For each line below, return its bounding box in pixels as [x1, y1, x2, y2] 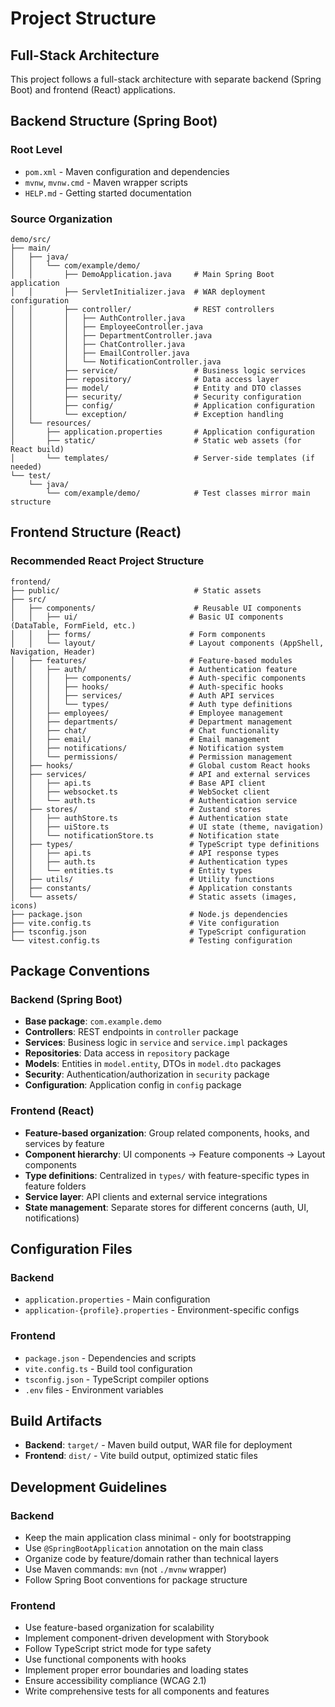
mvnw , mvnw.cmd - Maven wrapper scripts [24, 176, 188, 188]
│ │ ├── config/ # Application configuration [10, 400, 315, 411]
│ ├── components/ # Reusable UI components [10, 603, 302, 613]
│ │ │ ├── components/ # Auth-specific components [10, 673, 307, 683]
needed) [10, 462, 43, 472]
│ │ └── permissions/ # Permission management [10, 752, 293, 762]
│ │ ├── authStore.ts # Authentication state [10, 813, 288, 823]
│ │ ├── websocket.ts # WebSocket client [10, 787, 271, 797]
